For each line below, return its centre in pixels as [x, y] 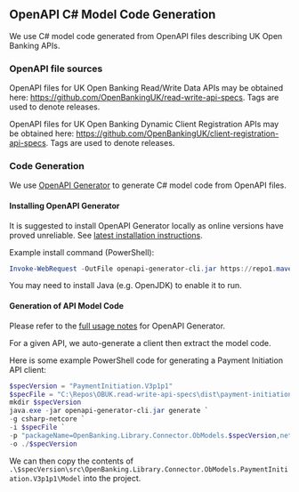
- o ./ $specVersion [43, 444]
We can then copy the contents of [71, 461]
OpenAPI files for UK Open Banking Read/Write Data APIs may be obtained [146, 88]
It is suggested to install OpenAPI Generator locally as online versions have [146, 225]
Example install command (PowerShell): [82, 252]
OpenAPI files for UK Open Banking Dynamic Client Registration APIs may [144, 125]
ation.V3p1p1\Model [45, 479]
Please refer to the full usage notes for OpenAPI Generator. [117, 326]
